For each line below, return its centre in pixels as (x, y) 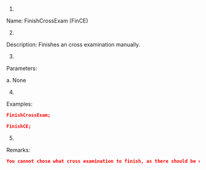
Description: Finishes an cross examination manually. (73, 44)
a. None (16, 80)
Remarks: (18, 150)
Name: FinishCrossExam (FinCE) (48, 21)
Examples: (19, 104)
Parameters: (22, 68)
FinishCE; (19, 126)
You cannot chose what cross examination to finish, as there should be (101, 161)
